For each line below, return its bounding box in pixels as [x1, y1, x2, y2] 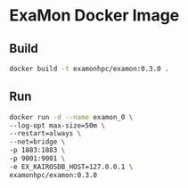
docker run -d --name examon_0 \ [9, 112, 134, 121]
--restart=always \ [9, 129, 82, 138]
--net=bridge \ [9, 137, 66, 147]
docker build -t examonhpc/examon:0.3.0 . [9, 64, 169, 73]
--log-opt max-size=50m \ [9, 121, 105, 130]
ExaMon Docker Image [9, 5, 180, 26]
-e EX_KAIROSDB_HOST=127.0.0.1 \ [9, 162, 134, 171]
